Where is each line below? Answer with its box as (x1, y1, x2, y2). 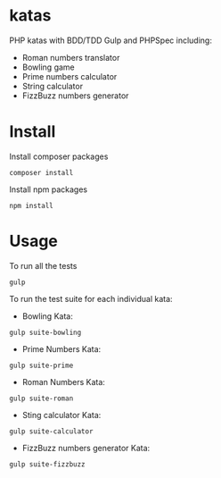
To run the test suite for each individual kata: (9, 293, 173, 304)
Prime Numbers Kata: (21, 343, 102, 354)
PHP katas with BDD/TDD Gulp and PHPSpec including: (9, 35, 212, 46)
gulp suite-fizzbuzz (9, 459, 86, 469)
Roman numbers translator (21, 52, 120, 63)
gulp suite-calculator (9, 426, 94, 436)
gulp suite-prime (9, 361, 74, 370)
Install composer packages (9, 151, 109, 162)
